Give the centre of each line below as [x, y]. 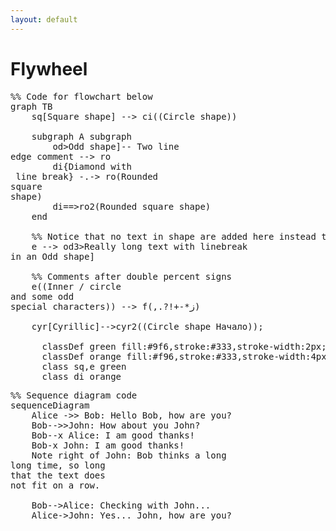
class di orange [81, 376]
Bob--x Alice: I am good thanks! [113, 435]
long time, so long [58, 465]
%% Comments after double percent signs [132, 276]
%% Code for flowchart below [81, 96]
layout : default [44, 19]
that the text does [58, 475]
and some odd [42, 296]
